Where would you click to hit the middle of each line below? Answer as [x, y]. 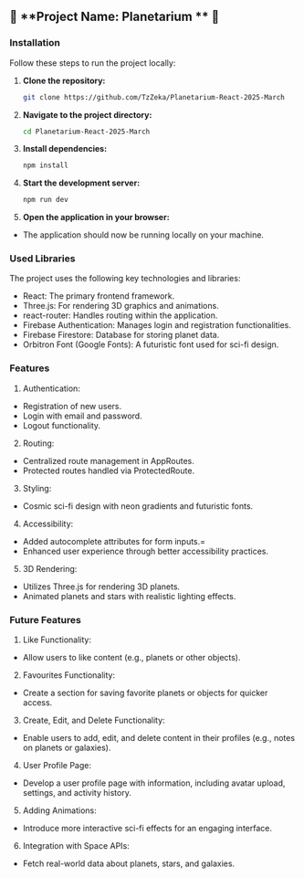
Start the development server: [81, 183]
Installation [35, 43]
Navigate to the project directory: [87, 114]
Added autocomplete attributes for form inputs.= [114, 541]
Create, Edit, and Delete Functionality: [94, 720]
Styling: [37, 488]
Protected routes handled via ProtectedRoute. [108, 471]
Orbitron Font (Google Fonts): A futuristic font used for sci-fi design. [151, 344]
